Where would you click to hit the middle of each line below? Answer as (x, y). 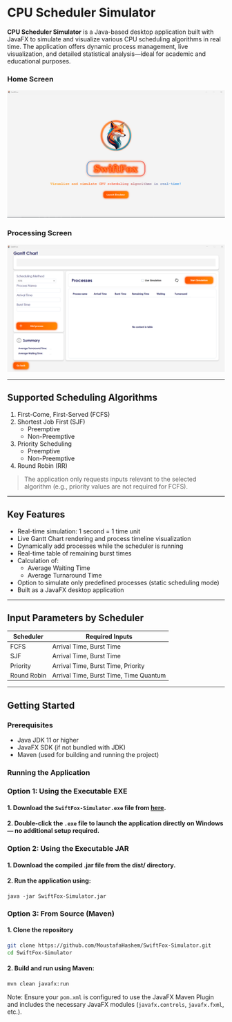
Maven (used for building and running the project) (88, 755)
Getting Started (41, 705)
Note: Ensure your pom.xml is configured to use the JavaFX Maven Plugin (110, 997)
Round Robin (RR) (42, 465)
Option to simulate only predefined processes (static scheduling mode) (118, 582)
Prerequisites (30, 725)
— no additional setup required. (54, 831)
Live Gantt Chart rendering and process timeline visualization (104, 538)
